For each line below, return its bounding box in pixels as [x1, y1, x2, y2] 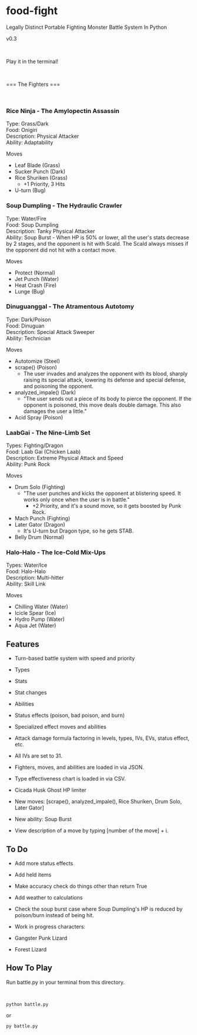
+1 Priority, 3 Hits [23, 181, 65, 188]
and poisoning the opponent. [23, 382, 94, 389]
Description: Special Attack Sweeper [6, 328, 95, 335]
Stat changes [14, 689, 47, 696]
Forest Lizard [14, 946, 47, 953]
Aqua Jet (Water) [14, 622, 56, 629]
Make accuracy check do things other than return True [14, 882, 148, 890]
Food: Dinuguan [6, 322, 45, 329]
